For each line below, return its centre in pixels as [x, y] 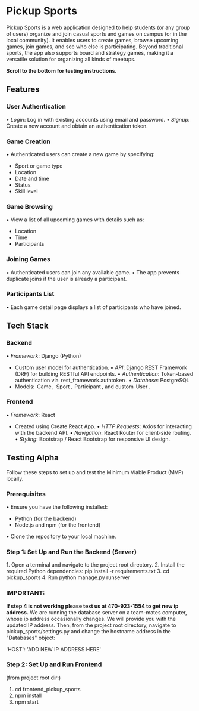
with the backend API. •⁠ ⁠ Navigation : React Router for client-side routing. [103, 432]
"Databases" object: [31, 638]
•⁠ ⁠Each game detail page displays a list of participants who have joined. [94, 307]
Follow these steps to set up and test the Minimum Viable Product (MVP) [95, 472]
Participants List [30, 294]
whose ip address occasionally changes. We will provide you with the [91, 619]
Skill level [26, 191]
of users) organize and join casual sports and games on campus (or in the [97, 33]
